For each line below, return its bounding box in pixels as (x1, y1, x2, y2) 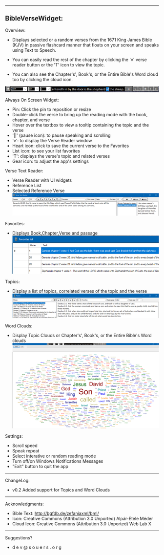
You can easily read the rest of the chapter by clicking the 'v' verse (12, 57, 147, 63)
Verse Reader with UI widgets (12, 177, 72, 183)
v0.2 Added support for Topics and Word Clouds (12, 487, 110, 492)
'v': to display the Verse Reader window (12, 138, 92, 144)
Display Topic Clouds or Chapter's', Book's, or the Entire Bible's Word (12, 332, 152, 338)
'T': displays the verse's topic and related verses (12, 153, 110, 159)
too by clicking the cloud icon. (12, 76, 73, 82)
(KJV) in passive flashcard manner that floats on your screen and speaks (12, 42, 159, 48)
